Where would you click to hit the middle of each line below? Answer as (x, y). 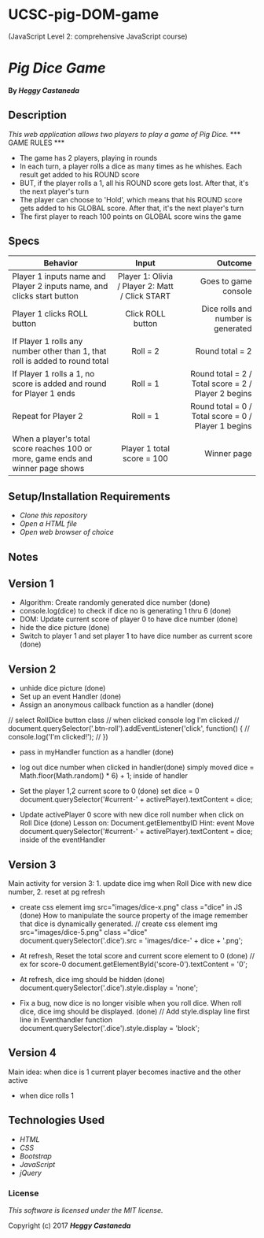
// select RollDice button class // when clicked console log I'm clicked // (124, 720)
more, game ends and (52, 458)
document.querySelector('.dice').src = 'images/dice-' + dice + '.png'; (131, 940)
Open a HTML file (48, 524)
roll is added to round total (60, 361)
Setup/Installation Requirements (89, 497)
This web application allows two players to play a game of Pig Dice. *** (125, 134)
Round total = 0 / (221, 406)
